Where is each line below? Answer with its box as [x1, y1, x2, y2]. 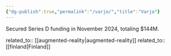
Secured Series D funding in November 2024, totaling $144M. [5, 25, 160, 32]
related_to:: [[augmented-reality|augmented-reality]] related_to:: [5, 36, 166, 43]
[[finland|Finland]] [5, 43, 51, 50]
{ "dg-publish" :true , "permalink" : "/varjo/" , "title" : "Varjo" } [5, 8, 161, 15]
